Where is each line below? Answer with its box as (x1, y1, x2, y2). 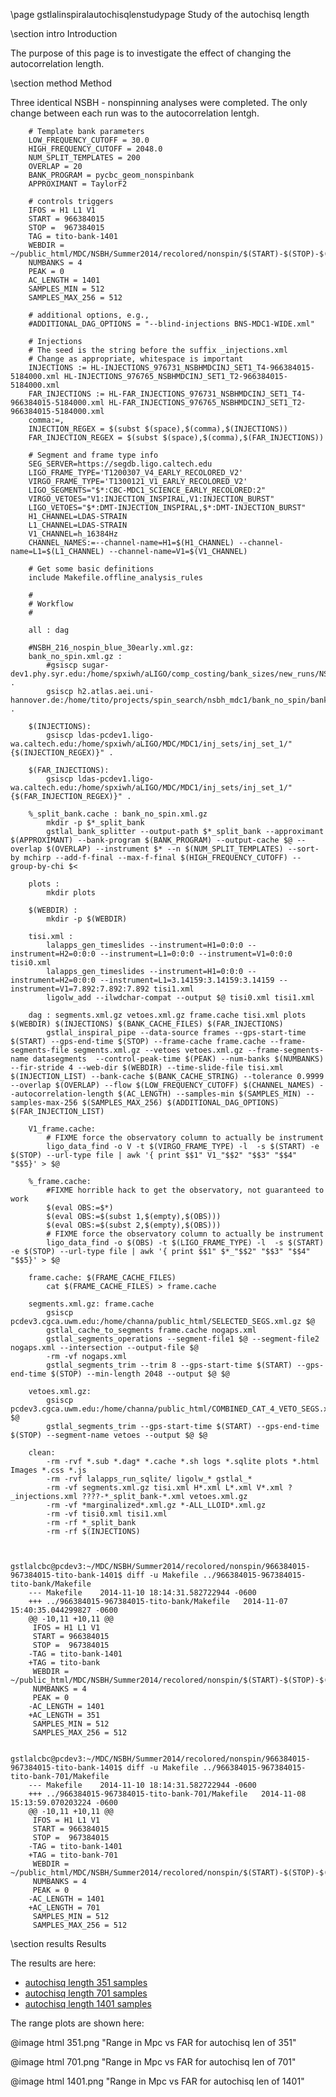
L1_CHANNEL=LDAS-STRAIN (28, 520, 128, 530)
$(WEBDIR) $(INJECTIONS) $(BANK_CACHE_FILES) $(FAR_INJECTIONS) (10, 1019, 284, 1029)
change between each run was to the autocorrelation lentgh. (10, 107, 260, 119)
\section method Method (10, 77, 112, 89)
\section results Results (10, 1938, 107, 1949)
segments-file (10, 1045, 70, 1055)
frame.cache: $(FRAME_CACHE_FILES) (28, 1273, 177, 1283)
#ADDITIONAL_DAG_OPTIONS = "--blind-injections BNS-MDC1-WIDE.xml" (28, 319, 315, 329)
